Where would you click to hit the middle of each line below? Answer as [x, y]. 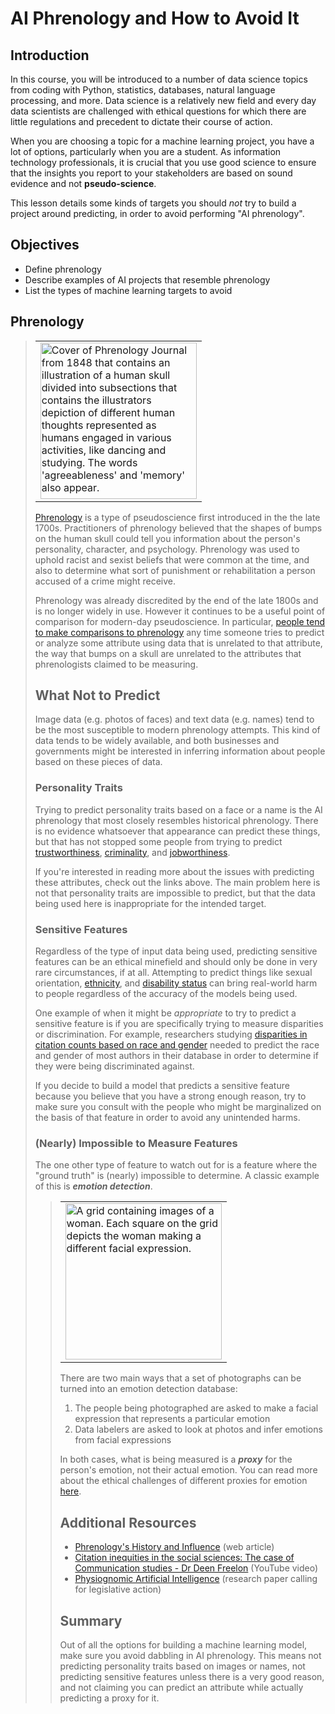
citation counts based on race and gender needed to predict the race [177, 1045]
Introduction [50, 55]
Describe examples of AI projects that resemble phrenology [147, 279]
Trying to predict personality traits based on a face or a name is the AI [178, 809]
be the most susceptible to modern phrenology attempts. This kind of [177, 730]
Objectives [45, 245]
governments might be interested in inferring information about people [180, 751]
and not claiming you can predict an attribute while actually [181, 1687]
